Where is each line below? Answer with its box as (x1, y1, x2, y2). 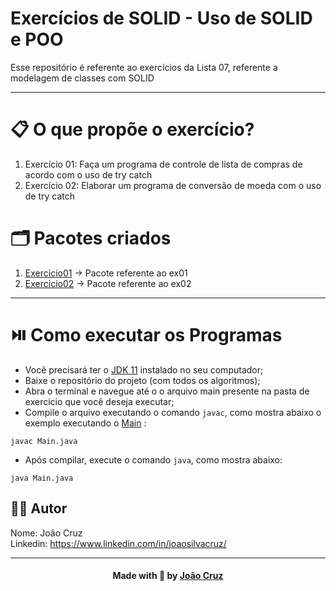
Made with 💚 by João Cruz (112, 570, 224, 582)
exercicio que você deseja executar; (24, 395, 175, 407)
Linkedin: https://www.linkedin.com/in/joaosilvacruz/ (10, 537, 227, 549)
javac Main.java (10, 436, 78, 446)
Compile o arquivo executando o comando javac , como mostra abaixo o (24, 406, 322, 418)
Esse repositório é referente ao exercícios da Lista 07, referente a (10, 61, 278, 73)
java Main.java (10, 473, 74, 483)
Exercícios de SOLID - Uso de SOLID (10, 7, 313, 30)
